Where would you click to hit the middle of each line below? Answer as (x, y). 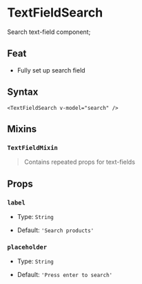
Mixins (22, 129)
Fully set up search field (51, 70)
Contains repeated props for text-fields (80, 162)
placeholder (27, 247)
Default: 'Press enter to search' (64, 275)
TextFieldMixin (33, 148)
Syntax (23, 92)
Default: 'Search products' (55, 230)
